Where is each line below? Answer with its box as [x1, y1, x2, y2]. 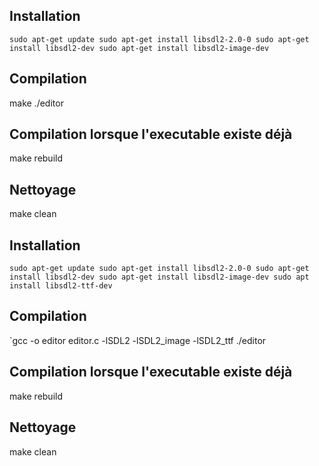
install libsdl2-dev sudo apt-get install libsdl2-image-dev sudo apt [9, 272, 310, 283]
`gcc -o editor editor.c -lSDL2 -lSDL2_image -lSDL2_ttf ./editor [9, 334, 267, 346]
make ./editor [9, 97, 64, 109]
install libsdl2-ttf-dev [9, 281, 113, 291]
